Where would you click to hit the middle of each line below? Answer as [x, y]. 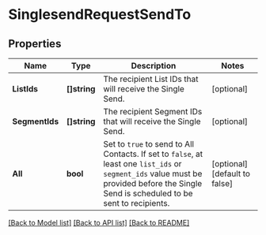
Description [154, 66]
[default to [231, 173]
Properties [35, 44]
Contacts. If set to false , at [153, 154]
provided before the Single [152, 183]
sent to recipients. [136, 203]
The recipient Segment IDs [152, 112]
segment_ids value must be [152, 173]
